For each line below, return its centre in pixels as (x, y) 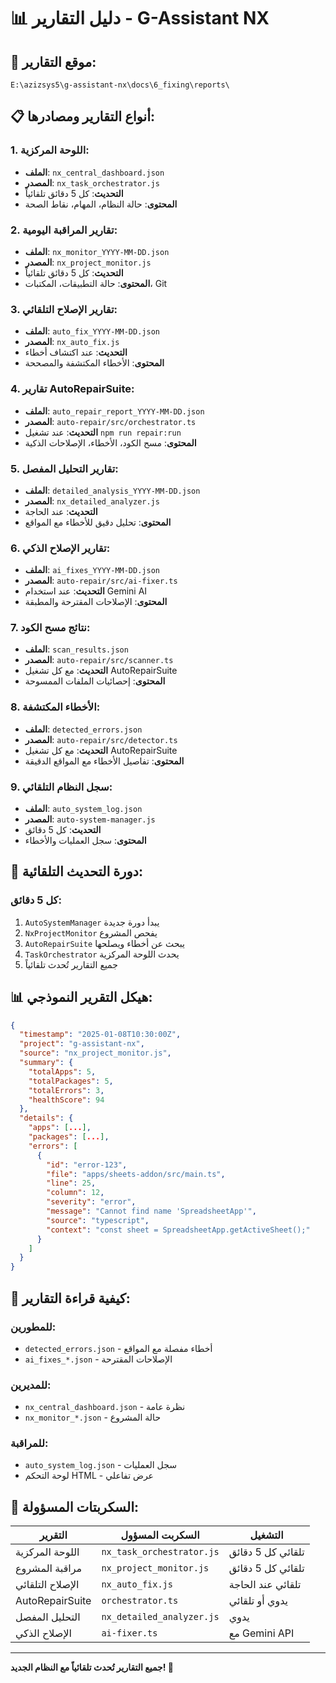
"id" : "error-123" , (87, 1165)
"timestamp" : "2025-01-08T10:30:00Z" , (100, 1035)
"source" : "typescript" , (98, 1220)
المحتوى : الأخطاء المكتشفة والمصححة (94, 363)
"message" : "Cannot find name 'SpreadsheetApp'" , (151, 1211)
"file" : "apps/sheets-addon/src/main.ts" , (136, 1174)
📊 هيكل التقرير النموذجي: (81, 997)
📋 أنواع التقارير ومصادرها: (83, 116)
